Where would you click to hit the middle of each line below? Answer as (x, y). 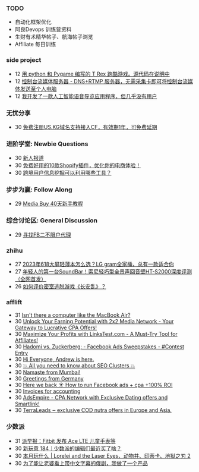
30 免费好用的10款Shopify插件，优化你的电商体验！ (78, 165)
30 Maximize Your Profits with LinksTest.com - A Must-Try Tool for (96, 334)
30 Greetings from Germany (49, 379)
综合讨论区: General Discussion (52, 221)
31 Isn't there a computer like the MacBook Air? (72, 315)
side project (24, 60)
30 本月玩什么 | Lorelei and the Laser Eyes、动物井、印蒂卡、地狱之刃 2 (103, 455)
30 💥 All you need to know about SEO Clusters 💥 (75, 366)
